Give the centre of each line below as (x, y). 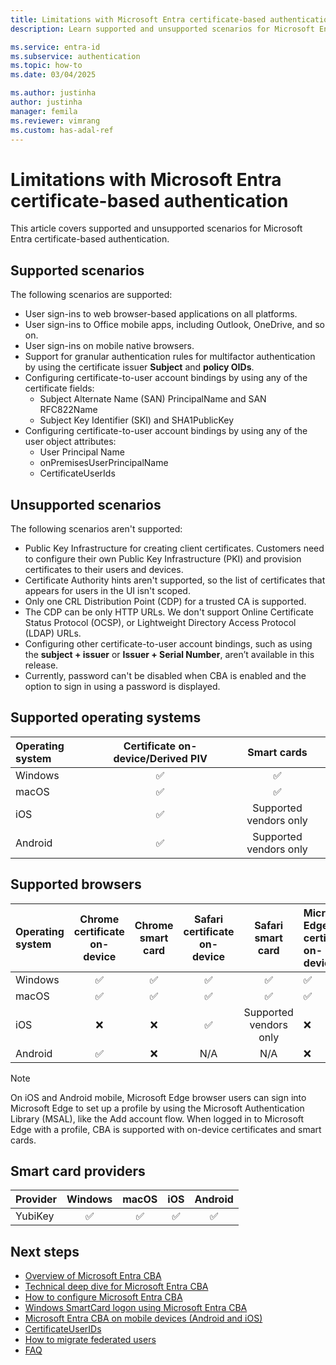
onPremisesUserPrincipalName (104, 463)
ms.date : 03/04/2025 (53, 75)
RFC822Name (68, 410)
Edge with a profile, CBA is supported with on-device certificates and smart (166, 1129)
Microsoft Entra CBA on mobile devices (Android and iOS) (143, 1318)
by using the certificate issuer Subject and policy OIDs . (139, 367)
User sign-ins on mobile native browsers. (109, 346)
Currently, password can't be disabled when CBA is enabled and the (165, 675)
